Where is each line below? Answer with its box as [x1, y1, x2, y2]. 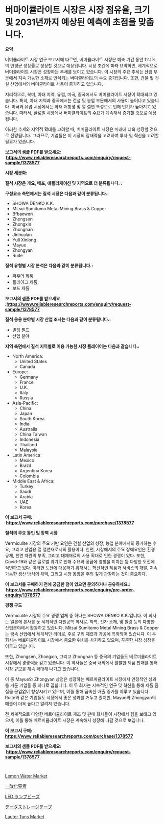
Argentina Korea [19, 467, 52, 473]
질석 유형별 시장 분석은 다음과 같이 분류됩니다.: [5, 263, 93, 268]
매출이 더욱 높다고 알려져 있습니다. [5, 701, 70, 706]
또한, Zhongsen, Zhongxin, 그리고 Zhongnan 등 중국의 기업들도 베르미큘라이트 [5, 654, 157, 659]
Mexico [19, 457, 35, 463]
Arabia [19, 493, 33, 500]
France [19, 379, 34, 385]
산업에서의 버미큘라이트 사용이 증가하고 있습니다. [10, 81, 103, 87]
